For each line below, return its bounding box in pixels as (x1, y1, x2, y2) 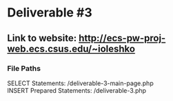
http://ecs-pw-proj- (78, 32, 166, 44)
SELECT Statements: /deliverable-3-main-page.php (7, 79, 154, 87)
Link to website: (7, 32, 77, 44)
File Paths (7, 63, 41, 73)
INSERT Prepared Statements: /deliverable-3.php (7, 86, 147, 94)
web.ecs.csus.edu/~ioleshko (7, 43, 136, 54)
